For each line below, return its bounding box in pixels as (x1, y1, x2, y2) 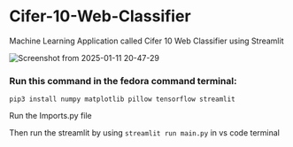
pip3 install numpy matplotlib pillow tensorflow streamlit (9, 95, 236, 104)
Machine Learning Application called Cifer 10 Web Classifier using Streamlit (9, 35, 284, 46)
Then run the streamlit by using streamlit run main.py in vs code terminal (9, 128, 281, 138)
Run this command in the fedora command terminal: (9, 74, 237, 87)
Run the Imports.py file (9, 111, 93, 121)
